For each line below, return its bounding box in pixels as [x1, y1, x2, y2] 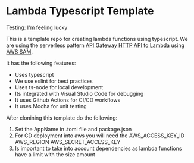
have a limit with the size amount [14, 151, 95, 158]
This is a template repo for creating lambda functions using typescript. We [6, 35, 189, 42]
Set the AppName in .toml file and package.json [14, 126, 132, 133]
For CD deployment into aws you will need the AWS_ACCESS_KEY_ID [14, 132, 185, 139]
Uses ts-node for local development [14, 83, 104, 90]
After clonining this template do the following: [6, 114, 118, 121]
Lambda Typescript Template [6, 4, 154, 18]
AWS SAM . [6, 48, 33, 55]
